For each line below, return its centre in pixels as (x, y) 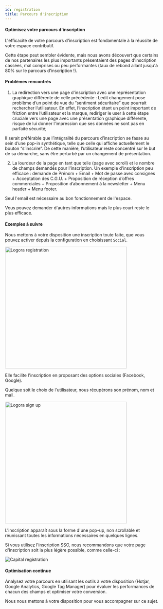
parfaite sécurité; (29, 128)
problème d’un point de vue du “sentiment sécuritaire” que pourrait (79, 103)
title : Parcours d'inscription (37, 14)
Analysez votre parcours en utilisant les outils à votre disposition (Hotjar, (77, 581)
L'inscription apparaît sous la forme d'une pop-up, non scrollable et (72, 530)
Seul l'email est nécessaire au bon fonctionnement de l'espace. (69, 198)
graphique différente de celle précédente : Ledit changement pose (79, 97)
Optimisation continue (28, 571)
